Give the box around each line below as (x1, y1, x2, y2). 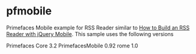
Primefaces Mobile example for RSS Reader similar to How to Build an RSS (6, 24, 190, 31)
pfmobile (6, 4, 52, 18)
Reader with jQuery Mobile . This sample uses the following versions (6, 30, 174, 37)
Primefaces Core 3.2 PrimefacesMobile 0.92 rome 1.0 (6, 42, 138, 49)
